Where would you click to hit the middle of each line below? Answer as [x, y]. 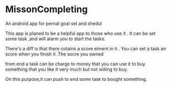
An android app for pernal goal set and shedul [54, 23]
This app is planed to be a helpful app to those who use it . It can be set [80, 33]
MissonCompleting [46, 9]
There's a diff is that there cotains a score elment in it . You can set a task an [86, 48]
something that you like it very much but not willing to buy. [67, 69]
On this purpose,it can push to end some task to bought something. [76, 79]
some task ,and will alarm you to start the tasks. [55, 39]
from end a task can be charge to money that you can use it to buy [75, 64]
